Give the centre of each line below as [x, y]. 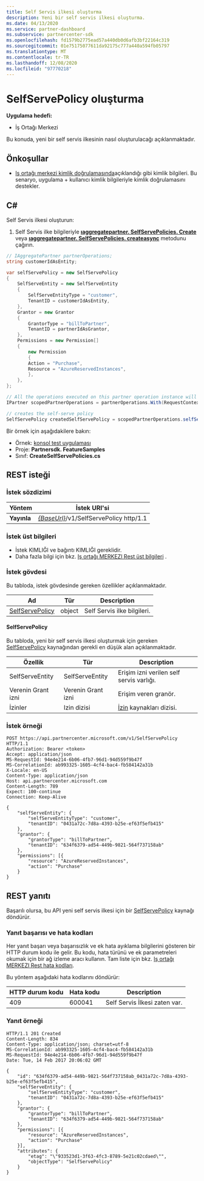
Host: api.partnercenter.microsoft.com [57, 781]
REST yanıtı [28, 896]
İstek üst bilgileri [31, 537]
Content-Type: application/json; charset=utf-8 [68, 1044]
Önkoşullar [27, 158]
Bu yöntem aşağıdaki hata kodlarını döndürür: [63, 977]
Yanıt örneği [25, 1021]
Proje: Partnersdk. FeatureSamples [60, 449]
